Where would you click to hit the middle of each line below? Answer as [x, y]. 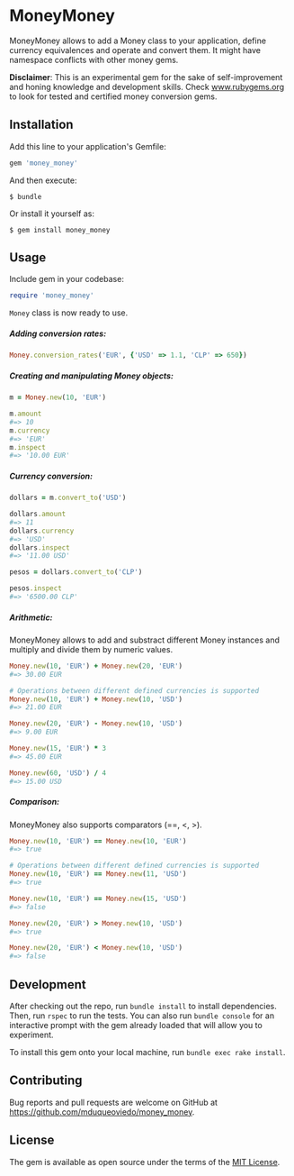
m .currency [30, 430]
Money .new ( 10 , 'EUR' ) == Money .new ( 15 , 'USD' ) [98, 898]
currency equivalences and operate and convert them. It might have [135, 50]
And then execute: [43, 180]
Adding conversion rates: [58, 333]
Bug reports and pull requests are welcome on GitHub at [114, 1102]
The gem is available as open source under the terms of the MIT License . [145, 1162]
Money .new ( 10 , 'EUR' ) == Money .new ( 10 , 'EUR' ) [98, 841]
